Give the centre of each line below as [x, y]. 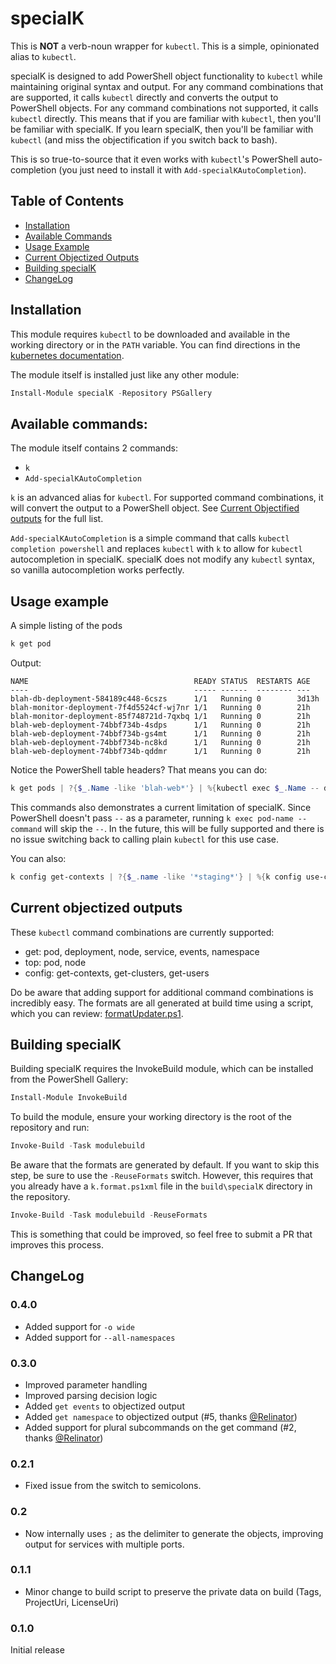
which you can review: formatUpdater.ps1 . [97, 1013]
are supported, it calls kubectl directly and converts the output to [144, 97]
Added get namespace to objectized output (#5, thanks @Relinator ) [161, 1416]
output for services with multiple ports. [104, 1544]
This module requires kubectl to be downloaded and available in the [150, 334]
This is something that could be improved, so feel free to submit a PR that [161, 1234]
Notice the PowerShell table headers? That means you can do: [139, 769]
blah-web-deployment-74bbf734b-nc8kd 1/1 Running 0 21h [160, 742]
